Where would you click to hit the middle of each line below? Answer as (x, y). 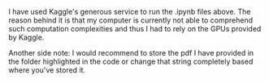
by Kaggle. (26, 37)
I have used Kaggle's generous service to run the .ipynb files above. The (130, 12)
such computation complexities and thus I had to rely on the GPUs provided (135, 29)
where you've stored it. (47, 70)
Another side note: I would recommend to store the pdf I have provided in (131, 53)
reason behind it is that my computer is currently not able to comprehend (131, 20)
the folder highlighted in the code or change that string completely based (131, 61)
